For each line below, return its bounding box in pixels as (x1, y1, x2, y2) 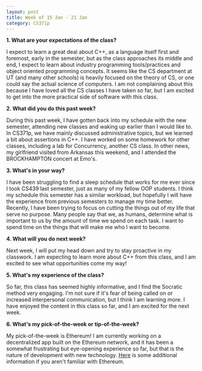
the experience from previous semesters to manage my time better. (6, 198, 174, 205)
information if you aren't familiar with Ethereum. (6, 358, 125, 366)
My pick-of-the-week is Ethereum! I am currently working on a (6, 332, 162, 340)
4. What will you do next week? (6, 235, 86, 242)
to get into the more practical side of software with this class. (6, 93, 159, 100)
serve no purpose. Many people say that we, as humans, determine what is (6, 211, 193, 218)
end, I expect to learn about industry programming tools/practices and (6, 61, 181, 68)
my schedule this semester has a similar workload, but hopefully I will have (6, 192, 192, 199)
